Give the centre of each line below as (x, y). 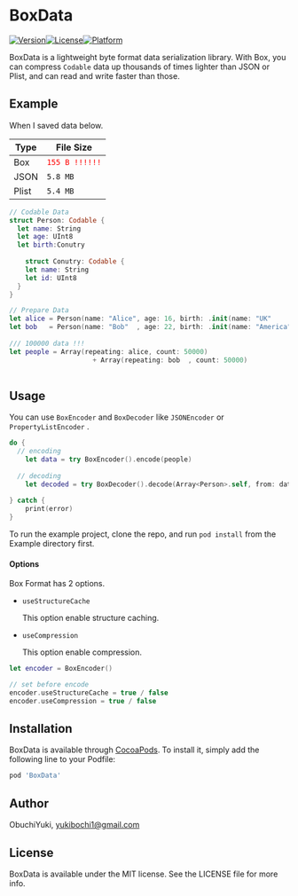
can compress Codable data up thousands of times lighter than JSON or (140, 67)
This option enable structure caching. (90, 618)
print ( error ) (49, 509)
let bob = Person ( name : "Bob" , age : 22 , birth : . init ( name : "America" (150, 327)
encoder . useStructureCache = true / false (89, 693)
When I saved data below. (56, 125)
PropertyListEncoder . (50, 427)
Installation (41, 729)
